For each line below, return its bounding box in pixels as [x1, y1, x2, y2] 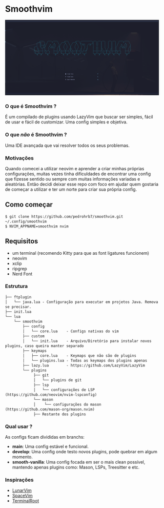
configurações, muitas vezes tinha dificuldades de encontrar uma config [5, 171, 151, 177]
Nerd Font [12, 271, 33, 277]
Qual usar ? [5, 423, 33, 430]
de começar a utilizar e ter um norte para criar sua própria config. [5, 186, 137, 192]
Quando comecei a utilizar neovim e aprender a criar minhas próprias [5, 165, 144, 171]
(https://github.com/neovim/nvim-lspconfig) [5, 392, 97, 397]
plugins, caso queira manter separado [5, 343, 84, 348]
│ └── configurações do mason [33, 402, 102, 407]
